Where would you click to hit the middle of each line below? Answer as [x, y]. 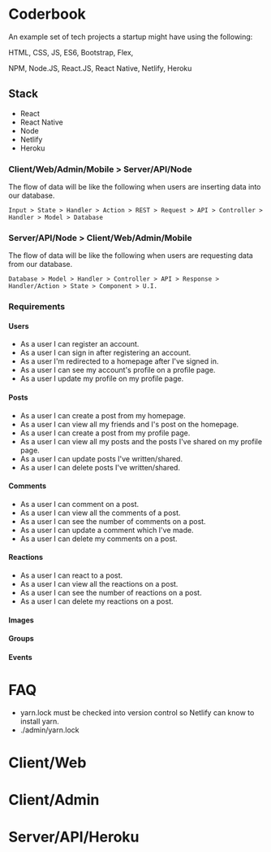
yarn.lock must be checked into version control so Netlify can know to [137, 712]
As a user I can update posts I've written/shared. [101, 459]
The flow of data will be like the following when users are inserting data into [135, 187]
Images [21, 620]
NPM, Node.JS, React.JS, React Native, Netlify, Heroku [100, 68]
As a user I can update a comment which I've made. [107, 530]
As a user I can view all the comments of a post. [100, 513]
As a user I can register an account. [80, 344]
